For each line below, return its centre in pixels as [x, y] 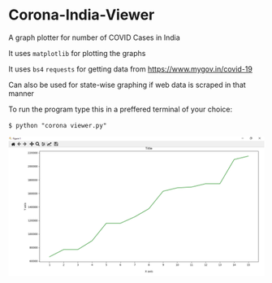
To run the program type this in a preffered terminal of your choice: [121, 109]
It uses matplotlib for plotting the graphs [77, 53]
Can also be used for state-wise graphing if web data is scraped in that [127, 85]
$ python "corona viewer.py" [58, 125]
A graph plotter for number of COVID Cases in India [94, 37]
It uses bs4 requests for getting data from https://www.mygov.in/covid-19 [131, 69]
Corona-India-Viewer [82, 15]
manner [22, 93]
